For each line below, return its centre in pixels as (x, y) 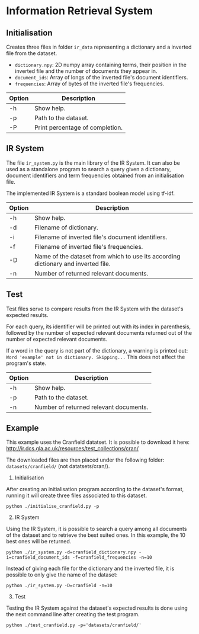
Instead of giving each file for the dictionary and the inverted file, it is (90, 569)
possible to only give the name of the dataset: (62, 575)
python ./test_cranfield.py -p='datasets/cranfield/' (74, 625)
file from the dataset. (32, 53)
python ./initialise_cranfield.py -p (53, 507)
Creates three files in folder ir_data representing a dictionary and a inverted (99, 47)
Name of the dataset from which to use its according (107, 256)
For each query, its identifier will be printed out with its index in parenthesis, (99, 326)
